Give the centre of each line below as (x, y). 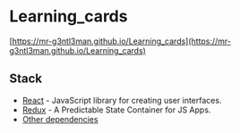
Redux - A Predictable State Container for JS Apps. (116, 110)
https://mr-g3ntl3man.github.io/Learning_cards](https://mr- (121, 41)
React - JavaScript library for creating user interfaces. (122, 100)
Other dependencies (60, 119)
